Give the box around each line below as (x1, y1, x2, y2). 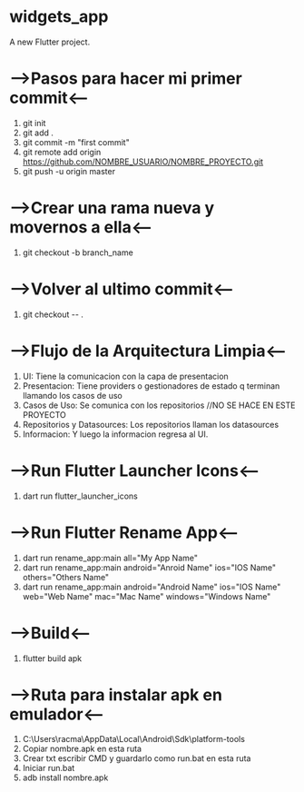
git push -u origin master (22, 165, 116, 176)
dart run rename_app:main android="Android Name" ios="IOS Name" (22, 581, 281, 592)
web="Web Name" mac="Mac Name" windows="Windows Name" (22, 590, 271, 601)
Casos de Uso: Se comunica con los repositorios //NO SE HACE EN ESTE (22, 400, 296, 411)
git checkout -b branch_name (22, 247, 133, 258)
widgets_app (9, 6, 109, 27)
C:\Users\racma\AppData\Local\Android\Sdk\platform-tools (22, 734, 245, 745)
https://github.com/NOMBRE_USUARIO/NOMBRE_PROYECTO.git (22, 156, 264, 167)
